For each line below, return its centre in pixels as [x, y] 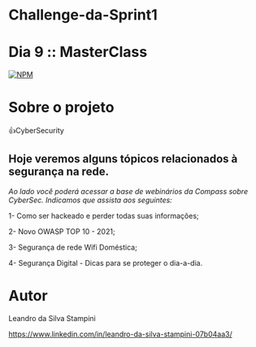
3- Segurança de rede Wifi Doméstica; [73, 247]
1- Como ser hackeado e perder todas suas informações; [104, 215]
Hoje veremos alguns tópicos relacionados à [123, 159]
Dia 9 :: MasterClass [78, 52]
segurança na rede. [59, 172]
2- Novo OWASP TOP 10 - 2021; [62, 231]
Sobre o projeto [61, 108]
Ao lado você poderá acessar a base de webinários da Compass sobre [128, 191]
